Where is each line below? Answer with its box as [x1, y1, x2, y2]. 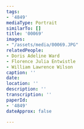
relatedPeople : [6, 48, 44, 54]
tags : [6, 8, 20, 15]
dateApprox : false [6, 108, 52, 114]
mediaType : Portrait [6, 20, 58, 26]
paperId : [6, 97, 28, 103]
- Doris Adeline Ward [6, 53, 60, 59]
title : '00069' [6, 31, 44, 37]
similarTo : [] [6, 25, 42, 32]
